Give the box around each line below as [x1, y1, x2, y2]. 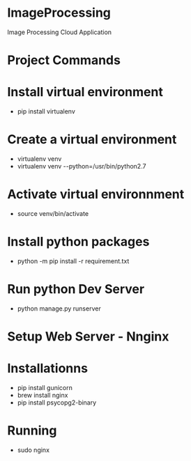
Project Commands [7, 52, 121, 68]
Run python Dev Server [7, 281, 145, 297]
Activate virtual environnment [7, 187, 185, 203]
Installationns [7, 361, 89, 377]
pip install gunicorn [17, 383, 73, 391]
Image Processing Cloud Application [7, 28, 112, 36]
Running [7, 423, 57, 439]
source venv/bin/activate [17, 209, 89, 217]
